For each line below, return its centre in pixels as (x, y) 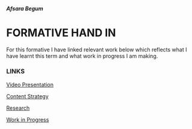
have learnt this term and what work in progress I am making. (82, 56)
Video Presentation (30, 84)
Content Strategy (28, 96)
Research (18, 108)
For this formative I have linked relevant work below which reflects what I (97, 49)
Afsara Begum (25, 8)
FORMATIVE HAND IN (61, 33)
